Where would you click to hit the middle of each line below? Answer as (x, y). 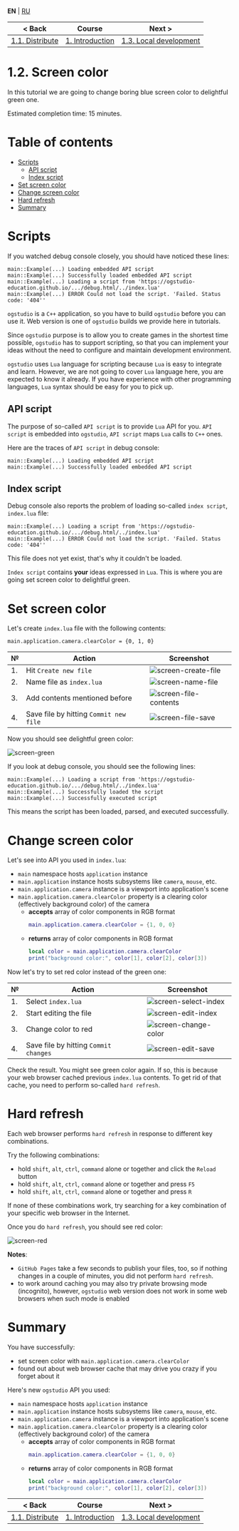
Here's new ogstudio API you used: (59, 1390)
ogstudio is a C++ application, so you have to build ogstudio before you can (117, 313)
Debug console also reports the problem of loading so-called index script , (117, 506)
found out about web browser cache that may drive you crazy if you (117, 1368)
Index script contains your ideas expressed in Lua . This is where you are (115, 572)
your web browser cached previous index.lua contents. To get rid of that (115, 1077)
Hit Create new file (59, 670)
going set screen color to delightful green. (69, 580)
